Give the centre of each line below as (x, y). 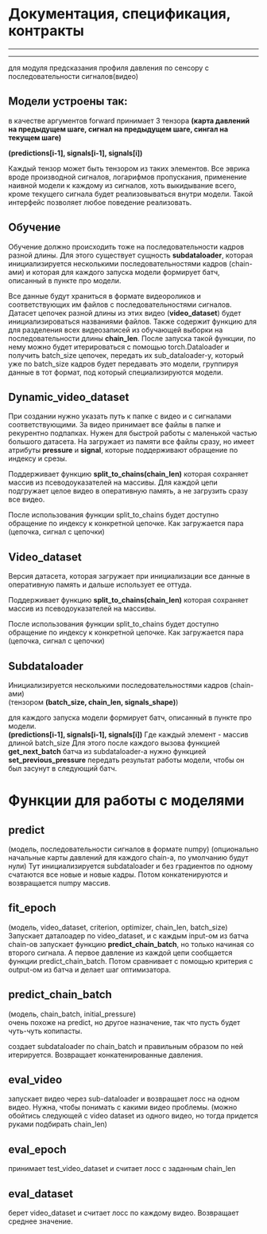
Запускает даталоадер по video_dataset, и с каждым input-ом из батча (128, 935)
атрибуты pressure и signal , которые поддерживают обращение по (123, 450)
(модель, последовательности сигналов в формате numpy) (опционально (133, 849)
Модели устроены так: (68, 102)
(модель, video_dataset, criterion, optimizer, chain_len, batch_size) (118, 927)
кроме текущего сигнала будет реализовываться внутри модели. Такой (131, 194)
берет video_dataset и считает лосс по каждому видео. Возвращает (124, 1213)
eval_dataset (41, 1194)
